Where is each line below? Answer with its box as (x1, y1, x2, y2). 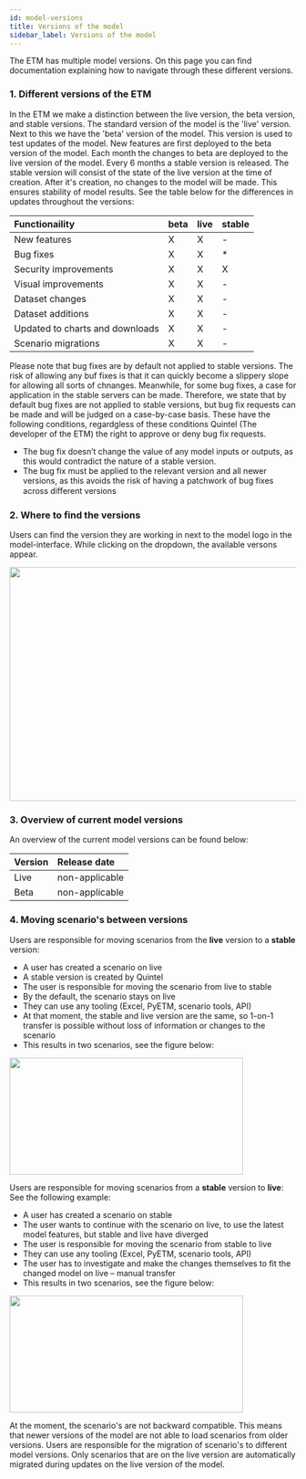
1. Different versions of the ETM (9, 88, 152, 100)
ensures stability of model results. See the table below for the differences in (9, 186, 294, 197)
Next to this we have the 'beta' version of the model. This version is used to (9, 128, 293, 139)
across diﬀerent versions (22, 485, 117, 496)
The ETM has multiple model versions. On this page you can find (9, 56, 252, 67)
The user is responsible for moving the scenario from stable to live (22, 1238, 272, 1249)
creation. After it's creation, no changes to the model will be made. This (9, 176, 278, 187)
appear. (9, 549, 38, 560)
